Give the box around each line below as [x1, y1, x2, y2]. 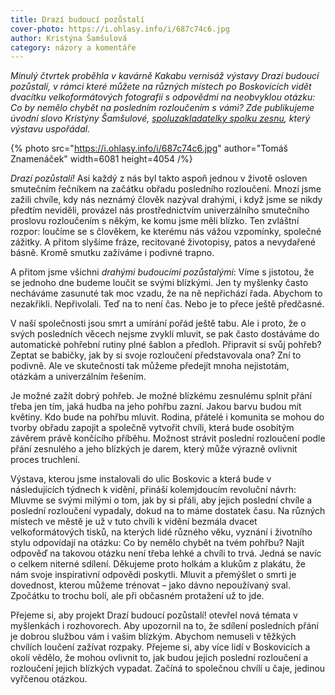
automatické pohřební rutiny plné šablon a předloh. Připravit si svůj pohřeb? [10, 339, 322, 351]
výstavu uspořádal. [10, 123, 91, 135]
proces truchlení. [10, 454, 81, 466]
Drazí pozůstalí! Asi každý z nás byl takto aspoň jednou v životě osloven [10, 172, 308, 185]
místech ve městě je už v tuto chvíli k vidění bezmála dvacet [10, 516, 258, 528]
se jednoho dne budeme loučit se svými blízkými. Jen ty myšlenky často [10, 277, 309, 289]
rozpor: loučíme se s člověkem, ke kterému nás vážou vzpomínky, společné [10, 226, 322, 238]
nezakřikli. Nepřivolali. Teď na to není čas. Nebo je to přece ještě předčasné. [10, 298, 325, 310]
